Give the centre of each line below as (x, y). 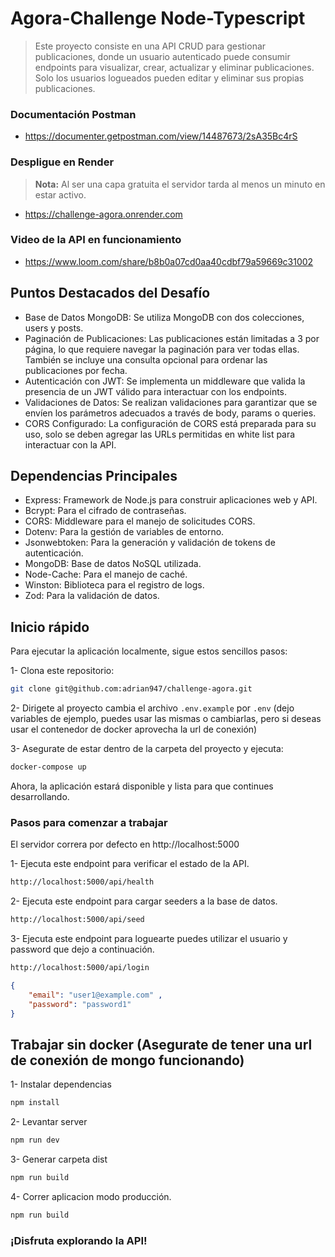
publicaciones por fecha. (76, 370)
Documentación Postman (73, 114)
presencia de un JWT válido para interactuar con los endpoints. (156, 391)
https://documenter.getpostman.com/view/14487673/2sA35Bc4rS (161, 136)
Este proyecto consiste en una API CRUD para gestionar (150, 46)
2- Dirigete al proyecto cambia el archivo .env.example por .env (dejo (152, 708)
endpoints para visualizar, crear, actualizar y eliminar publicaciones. (174, 67)
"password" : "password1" (80, 1004)
